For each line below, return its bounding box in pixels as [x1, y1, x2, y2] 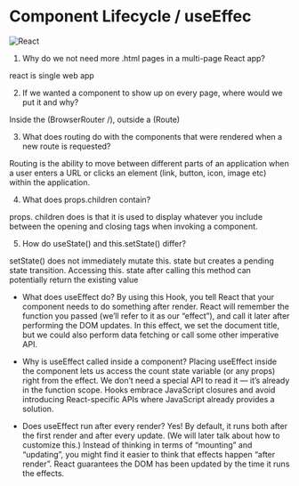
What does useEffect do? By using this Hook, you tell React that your [21, 291, 275, 302]
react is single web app [9, 69, 95, 81]
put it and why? [21, 96, 79, 108]
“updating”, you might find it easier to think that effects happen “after [21, 449, 276, 459]
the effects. [21, 467, 65, 478]
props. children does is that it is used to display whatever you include [9, 211, 263, 222]
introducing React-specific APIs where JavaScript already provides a [21, 393, 275, 404]
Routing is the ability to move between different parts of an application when [9, 158, 289, 168]
